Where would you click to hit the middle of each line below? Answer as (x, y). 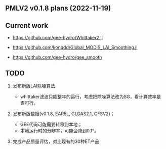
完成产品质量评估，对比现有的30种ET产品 (56, 141)
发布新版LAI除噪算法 (34, 86)
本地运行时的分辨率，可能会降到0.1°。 (59, 131)
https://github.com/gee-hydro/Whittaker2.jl (57, 38)
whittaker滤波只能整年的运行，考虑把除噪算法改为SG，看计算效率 (88, 97)
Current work (27, 26)
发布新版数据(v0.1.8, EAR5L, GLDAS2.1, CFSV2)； (64, 114)
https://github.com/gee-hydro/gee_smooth (57, 57)
